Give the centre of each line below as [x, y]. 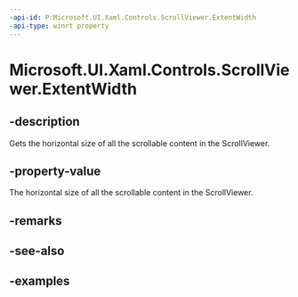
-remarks [36, 221]
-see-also [37, 251]
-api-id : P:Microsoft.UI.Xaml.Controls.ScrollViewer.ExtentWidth [133, 17]
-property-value [55, 171]
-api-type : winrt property [59, 26]
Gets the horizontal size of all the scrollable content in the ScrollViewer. [140, 143]
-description [44, 122]
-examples [40, 281]
